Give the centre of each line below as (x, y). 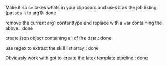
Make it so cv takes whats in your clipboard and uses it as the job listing (81, 7)
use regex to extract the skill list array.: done (52, 48)
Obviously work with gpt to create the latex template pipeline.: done (77, 58)
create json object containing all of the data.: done (58, 38)
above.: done (19, 28)
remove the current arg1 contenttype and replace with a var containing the (84, 23)
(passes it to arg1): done (31, 13)
